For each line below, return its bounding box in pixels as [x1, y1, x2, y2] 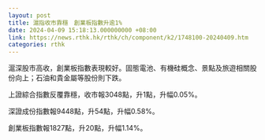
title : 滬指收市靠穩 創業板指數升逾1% [8, 19, 122, 27]
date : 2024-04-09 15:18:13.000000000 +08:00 [8, 26, 157, 34]
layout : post [8, 11, 51, 20]
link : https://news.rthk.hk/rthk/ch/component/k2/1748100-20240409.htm [8, 33, 248, 42]
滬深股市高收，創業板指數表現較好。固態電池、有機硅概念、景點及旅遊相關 [8, 64, 250, 73]
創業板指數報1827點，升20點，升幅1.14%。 [8, 123, 147, 133]
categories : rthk [8, 41, 65, 49]
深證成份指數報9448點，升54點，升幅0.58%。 [8, 107, 159, 116]
